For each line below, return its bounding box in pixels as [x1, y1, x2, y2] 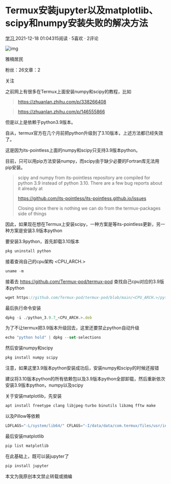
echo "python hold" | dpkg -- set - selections [5, 335, 101, 340]
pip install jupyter [5, 463, 49, 468]
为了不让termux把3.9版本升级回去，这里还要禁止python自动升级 [5, 325, 140, 331]
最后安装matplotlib [5, 433, 44, 439]
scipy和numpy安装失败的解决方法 [5, 17, 149, 29]
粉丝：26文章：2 [5, 67, 41, 73]
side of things [17, 210, 47, 217]
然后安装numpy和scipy [5, 345, 53, 351]
